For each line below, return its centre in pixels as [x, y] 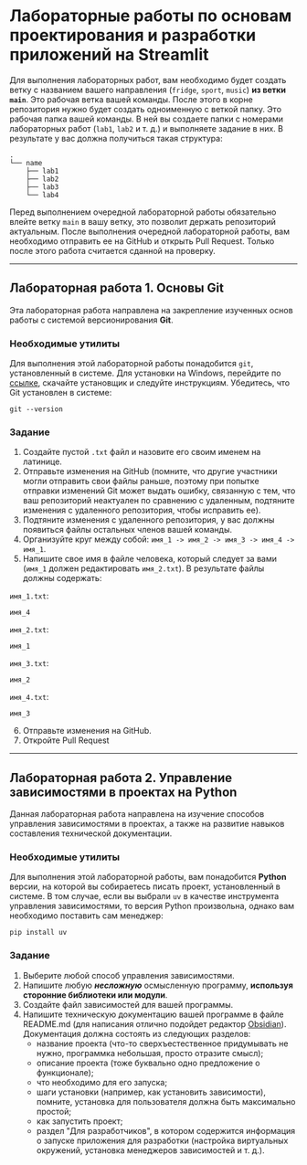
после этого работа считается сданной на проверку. [113, 250]
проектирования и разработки [133, 35]
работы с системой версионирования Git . [91, 320]
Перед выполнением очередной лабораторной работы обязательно [143, 212]
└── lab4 [42, 195]
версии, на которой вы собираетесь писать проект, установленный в [145, 886]
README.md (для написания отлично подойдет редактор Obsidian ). [154, 1023]
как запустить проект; [79, 1121]
